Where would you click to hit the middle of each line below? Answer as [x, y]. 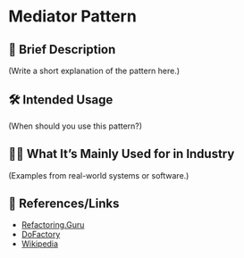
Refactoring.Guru [53, 225]
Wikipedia [40, 244]
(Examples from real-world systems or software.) [99, 175]
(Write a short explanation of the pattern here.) [94, 71]
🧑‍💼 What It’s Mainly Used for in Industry [122, 154]
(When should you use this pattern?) [76, 126]
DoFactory [41, 235]
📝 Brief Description [62, 50]
